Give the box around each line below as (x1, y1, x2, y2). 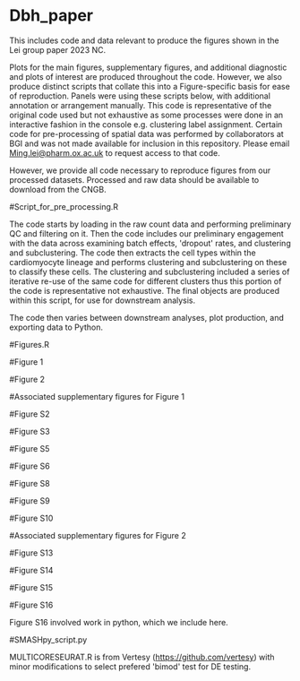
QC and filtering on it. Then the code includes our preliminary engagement (9, 228, 284, 238)
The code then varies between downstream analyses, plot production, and (9, 312, 284, 323)
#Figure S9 (9, 495, 51, 506)
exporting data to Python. (9, 322, 103, 332)
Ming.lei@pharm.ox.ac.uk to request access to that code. (9, 147, 221, 158)
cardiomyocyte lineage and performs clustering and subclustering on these (9, 256, 287, 267)
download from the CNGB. (9, 184, 107, 194)
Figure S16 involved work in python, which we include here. (9, 616, 228, 627)
